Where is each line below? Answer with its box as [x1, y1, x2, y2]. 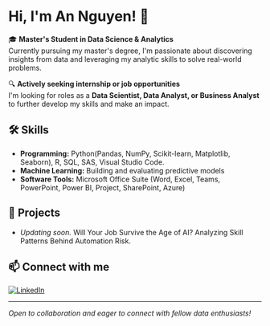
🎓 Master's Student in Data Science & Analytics [8, 34, 174, 43]
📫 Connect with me [8, 260, 110, 274]
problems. [8, 63, 42, 72]
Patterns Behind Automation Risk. [19, 236, 131, 246]
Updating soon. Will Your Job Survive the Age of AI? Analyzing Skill [19, 227, 243, 237]
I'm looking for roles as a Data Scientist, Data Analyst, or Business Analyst [8, 90, 260, 100]
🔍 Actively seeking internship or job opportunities [8, 79, 181, 88]
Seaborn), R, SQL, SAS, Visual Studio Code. [19, 157, 165, 167]
